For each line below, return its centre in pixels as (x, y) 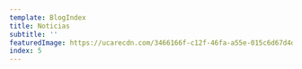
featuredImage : (38, 43)
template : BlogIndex (48, 17)
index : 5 (26, 51)
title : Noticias (40, 26)
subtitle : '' (34, 34)
